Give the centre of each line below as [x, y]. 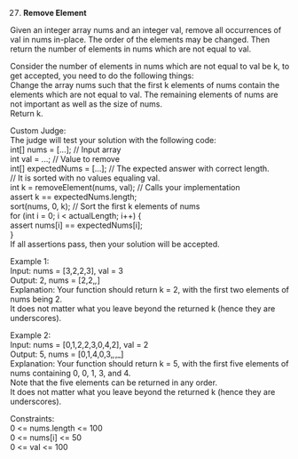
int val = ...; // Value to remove [65, 159]
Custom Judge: [38, 131]
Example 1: [30, 261]
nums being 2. [36, 299]
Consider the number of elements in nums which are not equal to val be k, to [150, 66]
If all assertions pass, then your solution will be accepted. [115, 244]
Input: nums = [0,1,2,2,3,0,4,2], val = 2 [79, 345]
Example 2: [31, 335]
